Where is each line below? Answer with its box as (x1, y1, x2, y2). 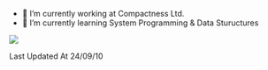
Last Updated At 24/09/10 (9, 51, 103, 61)
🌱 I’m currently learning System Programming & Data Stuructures (21, 17, 259, 28)
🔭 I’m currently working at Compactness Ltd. (21, 9, 185, 18)
